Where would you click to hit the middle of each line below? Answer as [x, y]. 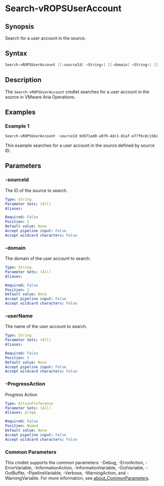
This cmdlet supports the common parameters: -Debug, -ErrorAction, [75, 462]
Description [23, 80]
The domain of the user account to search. [48, 258]
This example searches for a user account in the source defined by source [80, 146]
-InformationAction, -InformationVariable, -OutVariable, [89, 467]
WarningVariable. [22, 478]
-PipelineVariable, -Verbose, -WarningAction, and [76, 473]
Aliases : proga [20, 412]
